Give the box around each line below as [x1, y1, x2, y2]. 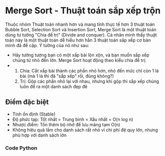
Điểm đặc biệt [5, 98, 49, 106]
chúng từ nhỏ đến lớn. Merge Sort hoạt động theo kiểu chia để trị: [12, 57, 147, 63]
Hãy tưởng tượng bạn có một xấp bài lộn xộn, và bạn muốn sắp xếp [12, 52, 150, 58]
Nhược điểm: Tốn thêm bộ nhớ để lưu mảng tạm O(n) [12, 121, 120, 127]
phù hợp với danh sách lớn [12, 132, 67, 138]
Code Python [5, 144, 38, 151]
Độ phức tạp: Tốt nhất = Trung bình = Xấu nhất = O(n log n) [12, 116, 133, 122]
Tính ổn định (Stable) [12, 111, 56, 117]
